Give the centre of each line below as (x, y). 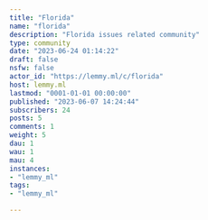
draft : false (34, 60)
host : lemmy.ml (38, 85)
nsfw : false (32, 69)
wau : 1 (22, 151)
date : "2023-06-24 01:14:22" (64, 51)
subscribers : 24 (40, 110)
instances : (30, 169)
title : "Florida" (42, 18)
